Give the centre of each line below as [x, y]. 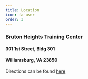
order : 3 [14, 19]
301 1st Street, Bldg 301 [30, 49]
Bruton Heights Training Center [44, 37]
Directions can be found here [35, 71]
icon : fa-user [20, 15]
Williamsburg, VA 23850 [31, 60]
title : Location [22, 10]
